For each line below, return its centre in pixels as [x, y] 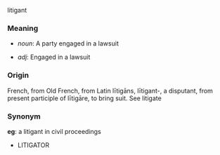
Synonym [24, 116]
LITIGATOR [33, 145]
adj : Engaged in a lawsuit [54, 57]
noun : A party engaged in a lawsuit [68, 43]
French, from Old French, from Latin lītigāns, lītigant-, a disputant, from [110, 90]
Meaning [23, 28]
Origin [18, 75]
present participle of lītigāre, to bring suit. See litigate [84, 98]
